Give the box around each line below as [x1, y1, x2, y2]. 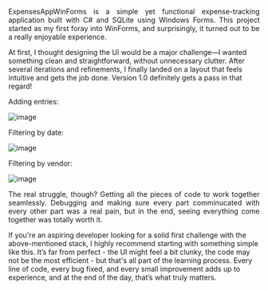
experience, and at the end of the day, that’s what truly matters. [8, 272, 217, 282]
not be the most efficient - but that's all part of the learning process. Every [8, 256, 253, 265]
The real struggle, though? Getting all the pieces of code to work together [8, 190, 260, 198]
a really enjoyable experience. [8, 32, 107, 41]
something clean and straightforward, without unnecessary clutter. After [8, 56, 246, 65]
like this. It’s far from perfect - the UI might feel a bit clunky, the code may [8, 247, 250, 257]
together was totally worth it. [8, 215, 103, 224]
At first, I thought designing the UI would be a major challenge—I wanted [8, 48, 247, 57]
